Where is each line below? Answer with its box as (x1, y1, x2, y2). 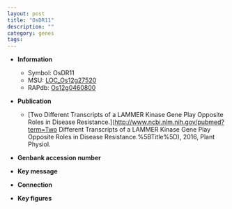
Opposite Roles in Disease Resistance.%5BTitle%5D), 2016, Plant (27, 133, 215, 141)
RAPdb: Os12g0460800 (27, 84, 96, 92)
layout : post (7, 10, 45, 17)
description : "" (7, 23, 54, 30)
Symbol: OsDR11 (27, 69, 75, 77)
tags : (7, 36, 23, 43)
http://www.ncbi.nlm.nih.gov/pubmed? (114, 118, 225, 126)
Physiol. (27, 140, 51, 148)
